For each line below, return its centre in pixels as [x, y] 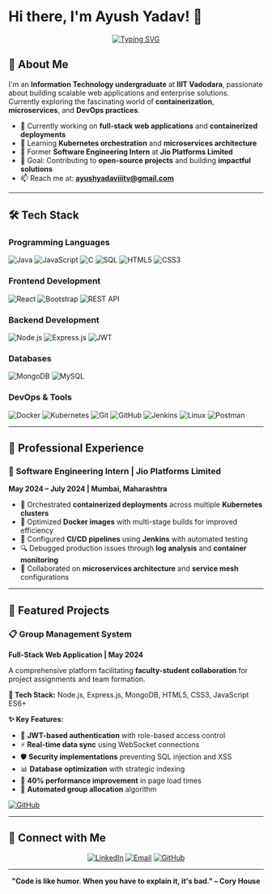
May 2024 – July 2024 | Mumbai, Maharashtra [88, 489]
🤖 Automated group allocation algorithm [88, 789]
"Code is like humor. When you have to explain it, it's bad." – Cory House [136, 881]
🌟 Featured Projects [59, 610]
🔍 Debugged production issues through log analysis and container [133, 548]
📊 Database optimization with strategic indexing [102, 769]
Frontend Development [55, 281]
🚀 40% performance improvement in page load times [111, 780]
